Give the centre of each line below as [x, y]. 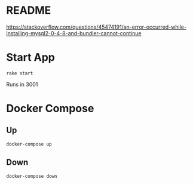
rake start [20, 73]
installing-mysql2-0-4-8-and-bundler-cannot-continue [74, 33]
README [29, 10]
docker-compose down [32, 176]
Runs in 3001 [22, 84]
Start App [31, 58]
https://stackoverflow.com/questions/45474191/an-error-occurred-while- [96, 27]
